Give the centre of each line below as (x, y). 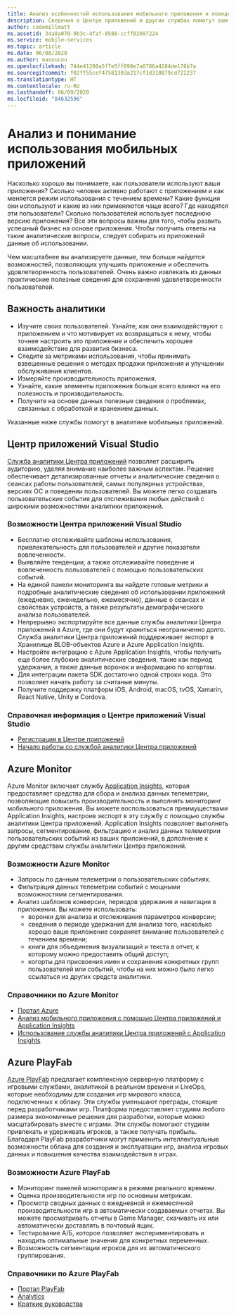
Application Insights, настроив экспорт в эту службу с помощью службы (116, 815)
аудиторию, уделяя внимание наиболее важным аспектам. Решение (111, 469)
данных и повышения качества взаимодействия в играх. (93, 1154)
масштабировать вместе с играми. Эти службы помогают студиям (108, 1124)
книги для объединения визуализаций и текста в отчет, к (113, 947)
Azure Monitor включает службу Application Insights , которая (98, 786)
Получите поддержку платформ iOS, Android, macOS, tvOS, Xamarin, (120, 689)
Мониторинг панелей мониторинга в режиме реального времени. (117, 1187)
